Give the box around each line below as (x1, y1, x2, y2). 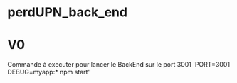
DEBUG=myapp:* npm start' (7, 68, 90, 77)
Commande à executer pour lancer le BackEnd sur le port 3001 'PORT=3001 (7, 60, 230, 69)
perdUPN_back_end (7, 4, 128, 21)
